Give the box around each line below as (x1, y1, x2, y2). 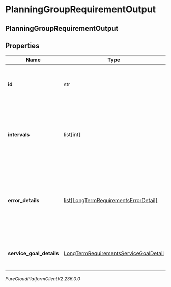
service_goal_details (8, 250, 59, 257)
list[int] (63, 131, 81, 138)
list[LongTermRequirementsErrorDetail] (63, 197, 158, 204)
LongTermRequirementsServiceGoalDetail (63, 250, 164, 257)
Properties (5, 41, 40, 50)
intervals (8, 131, 30, 138)
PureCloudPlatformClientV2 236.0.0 (5, 276, 80, 282)
